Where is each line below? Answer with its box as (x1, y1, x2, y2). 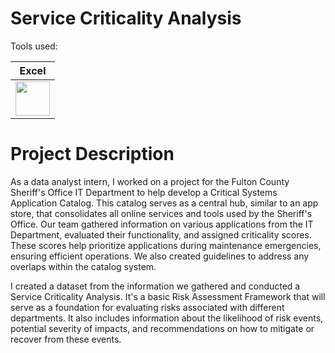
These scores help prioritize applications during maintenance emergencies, (10, 239, 322, 251)
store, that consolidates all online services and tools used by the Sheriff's (10, 207, 313, 219)
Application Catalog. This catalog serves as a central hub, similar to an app (10, 197, 319, 209)
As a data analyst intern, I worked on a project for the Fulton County (10, 175, 290, 187)
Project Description (10, 143, 175, 166)
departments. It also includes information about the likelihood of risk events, (10, 312, 324, 324)
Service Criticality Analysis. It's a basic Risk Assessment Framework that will (10, 290, 326, 302)
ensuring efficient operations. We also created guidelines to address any (10, 250, 310, 262)
